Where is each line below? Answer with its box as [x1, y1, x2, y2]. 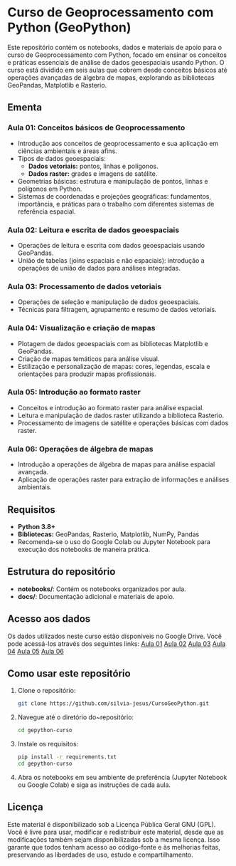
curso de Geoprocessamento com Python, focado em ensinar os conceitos [7, 51, 227, 59]
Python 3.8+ [17, 522, 55, 531]
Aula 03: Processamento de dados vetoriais [7, 281, 162, 291]
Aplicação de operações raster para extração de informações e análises [17, 475, 230, 484]
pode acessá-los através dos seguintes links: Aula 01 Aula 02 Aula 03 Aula [7, 639, 226, 648]
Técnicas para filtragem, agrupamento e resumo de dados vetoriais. [17, 306, 217, 314]
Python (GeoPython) [7, 19, 132, 36]
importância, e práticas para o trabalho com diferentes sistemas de [17, 199, 215, 208]
